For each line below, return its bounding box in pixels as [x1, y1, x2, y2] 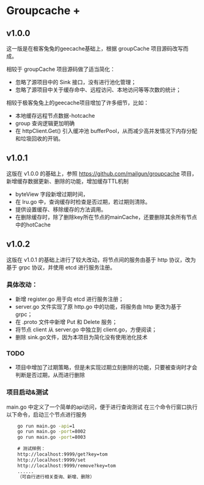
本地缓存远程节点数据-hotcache [15, 112, 95, 119]
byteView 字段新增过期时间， [15, 190, 89, 198]
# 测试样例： [17, 446, 46, 452]
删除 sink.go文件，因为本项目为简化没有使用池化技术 [15, 333, 148, 340]
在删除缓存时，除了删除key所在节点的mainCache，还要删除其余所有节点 [15, 213, 197, 220]
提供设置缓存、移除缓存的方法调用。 [15, 206, 107, 213]
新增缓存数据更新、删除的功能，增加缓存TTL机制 [6, 178, 129, 185]
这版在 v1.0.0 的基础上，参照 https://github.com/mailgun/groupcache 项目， [6, 170, 197, 177]
